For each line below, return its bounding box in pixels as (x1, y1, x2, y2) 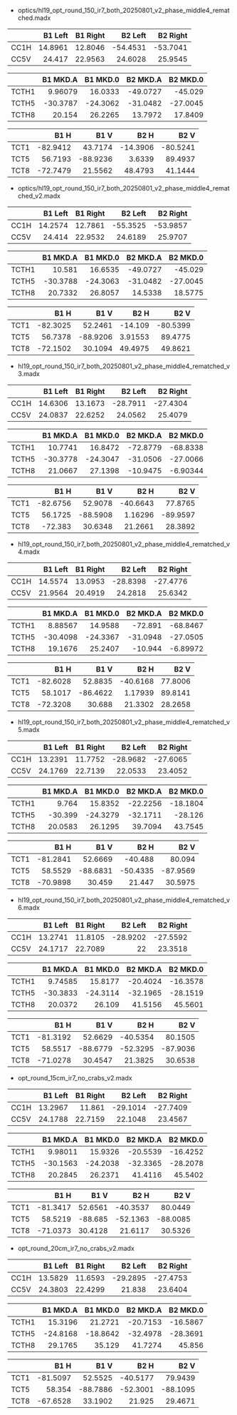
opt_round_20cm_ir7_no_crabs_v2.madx (17, 1244, 135, 1252)
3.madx (17, 370, 41, 377)
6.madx (17, 903, 41, 912)
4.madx (17, 547, 41, 556)
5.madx (17, 726, 41, 734)
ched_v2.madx (17, 192, 60, 200)
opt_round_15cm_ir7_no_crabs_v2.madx (17, 1074, 133, 1082)
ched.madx (17, 14, 51, 22)
